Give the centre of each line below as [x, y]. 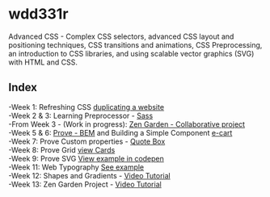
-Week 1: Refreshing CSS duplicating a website [86, 107]
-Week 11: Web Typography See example [76, 167]
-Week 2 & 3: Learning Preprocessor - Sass [81, 115]
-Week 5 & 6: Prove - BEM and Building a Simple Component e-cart [120, 132]
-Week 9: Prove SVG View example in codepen [86, 158]
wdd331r [38, 14]
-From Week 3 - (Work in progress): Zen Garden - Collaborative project [127, 124]
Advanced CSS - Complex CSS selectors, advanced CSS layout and [121, 36]
